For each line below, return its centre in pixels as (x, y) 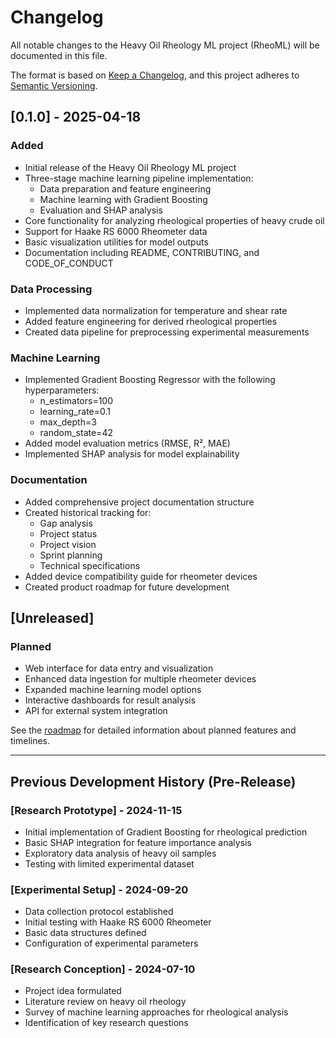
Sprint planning (71, 555)
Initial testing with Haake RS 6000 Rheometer (118, 922)
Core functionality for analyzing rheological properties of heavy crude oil (174, 220)
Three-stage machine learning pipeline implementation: (139, 178)
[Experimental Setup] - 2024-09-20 (99, 889)
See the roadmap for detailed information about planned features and (153, 730)
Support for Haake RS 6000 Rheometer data (116, 231)
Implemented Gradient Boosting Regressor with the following (150, 380)
